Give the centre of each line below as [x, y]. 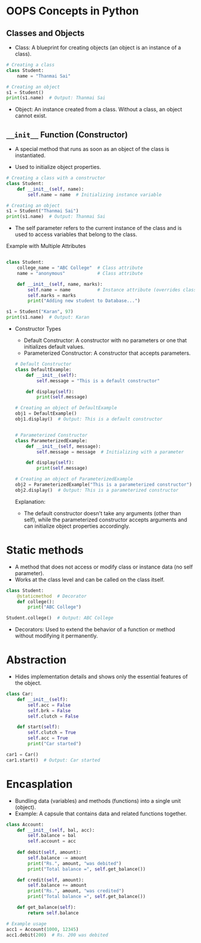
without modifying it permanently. [56, 636]
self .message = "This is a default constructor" [98, 381]
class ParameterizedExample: [51, 441]
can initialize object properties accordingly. [77, 526]
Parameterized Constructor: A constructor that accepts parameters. [107, 353]
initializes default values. [54, 347]
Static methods [45, 550]
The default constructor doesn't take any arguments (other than [102, 513]
